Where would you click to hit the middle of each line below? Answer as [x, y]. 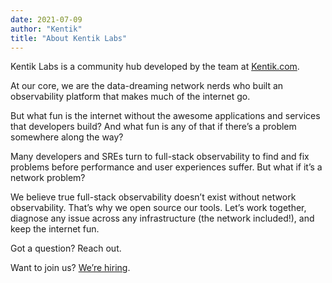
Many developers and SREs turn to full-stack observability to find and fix [160, 157]
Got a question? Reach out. [66, 248]
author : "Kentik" [46, 29]
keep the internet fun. [55, 229]
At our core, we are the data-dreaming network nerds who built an [147, 86]
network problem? [48, 178]
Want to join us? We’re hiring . [70, 268]
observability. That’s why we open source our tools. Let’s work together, [158, 208]
